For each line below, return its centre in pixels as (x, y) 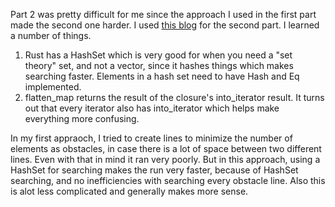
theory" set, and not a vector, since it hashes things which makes (159, 65)
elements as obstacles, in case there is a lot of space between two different (166, 148)
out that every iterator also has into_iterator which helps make (152, 108)
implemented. (53, 87)
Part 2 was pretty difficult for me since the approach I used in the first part (163, 14)
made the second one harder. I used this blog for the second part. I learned (165, 25)
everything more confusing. (82, 118)
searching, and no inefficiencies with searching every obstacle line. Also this (168, 180)
